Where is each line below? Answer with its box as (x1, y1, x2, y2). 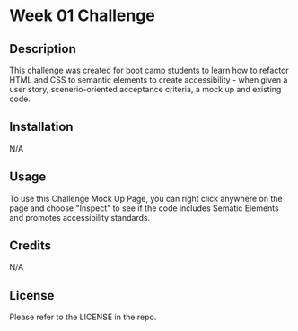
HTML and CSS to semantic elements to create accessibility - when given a (9, 74, 288, 85)
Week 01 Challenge (9, 5, 155, 26)
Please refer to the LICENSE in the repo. (9, 311, 157, 323)
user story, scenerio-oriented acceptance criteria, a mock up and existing (9, 84, 282, 94)
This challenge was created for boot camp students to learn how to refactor (9, 65, 289, 75)
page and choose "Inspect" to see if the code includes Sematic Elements (9, 203, 280, 213)
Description (9, 41, 76, 57)
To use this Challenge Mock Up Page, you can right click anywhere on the (9, 193, 283, 204)
